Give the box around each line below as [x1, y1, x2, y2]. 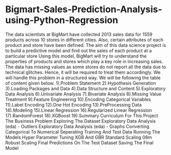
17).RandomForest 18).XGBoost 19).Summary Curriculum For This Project [5, 112, 158, 118]
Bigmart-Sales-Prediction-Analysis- [5, 4, 162, 15]
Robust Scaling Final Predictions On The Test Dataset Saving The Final [5, 139, 154, 146]
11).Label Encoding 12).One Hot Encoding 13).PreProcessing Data [5, 101, 142, 108]
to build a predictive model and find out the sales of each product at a [5, 47, 152, 54]
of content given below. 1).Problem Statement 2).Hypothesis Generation [5, 80, 156, 86]
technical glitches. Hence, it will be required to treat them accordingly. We [5, 69, 161, 75]
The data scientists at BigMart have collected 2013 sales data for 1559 [5, 31, 153, 37]
